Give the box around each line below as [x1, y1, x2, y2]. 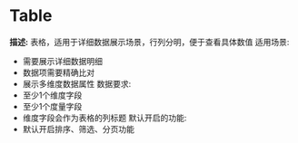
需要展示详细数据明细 [22, 55, 103, 66]
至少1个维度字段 [22, 90, 83, 100]
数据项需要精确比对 [22, 67, 95, 78]
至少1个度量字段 [22, 100, 83, 111]
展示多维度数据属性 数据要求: [22, 78, 132, 89]
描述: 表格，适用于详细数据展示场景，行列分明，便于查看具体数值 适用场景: [9, 36, 290, 47]
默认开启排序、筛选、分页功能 [22, 123, 134, 134]
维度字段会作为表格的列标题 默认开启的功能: [22, 112, 187, 123]
